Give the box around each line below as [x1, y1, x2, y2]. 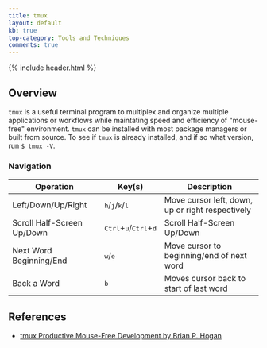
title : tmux [8, 11, 48, 20]
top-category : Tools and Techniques [8, 33, 130, 42]
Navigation [8, 160, 52, 172]
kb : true [8, 26, 37, 34]
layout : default [8, 19, 62, 27]
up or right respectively [164, 204, 252, 215]
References [8, 310, 67, 323]
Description [186, 181, 233, 192]
